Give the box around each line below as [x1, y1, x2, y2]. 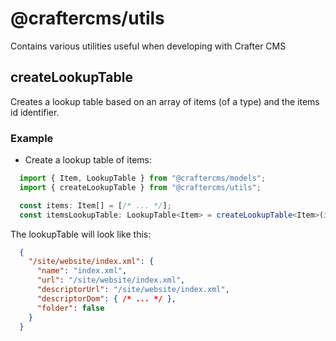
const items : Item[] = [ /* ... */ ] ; [19, 200, 172, 211]
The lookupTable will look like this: [10, 228, 152, 240]
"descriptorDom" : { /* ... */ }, [36, 293, 177, 304]
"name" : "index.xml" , [36, 266, 128, 276]
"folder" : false [36, 303, 105, 313]
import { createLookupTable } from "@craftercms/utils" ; [19, 182, 262, 192]
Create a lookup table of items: [24, 154, 152, 166]
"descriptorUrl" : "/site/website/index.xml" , [36, 285, 230, 295]
